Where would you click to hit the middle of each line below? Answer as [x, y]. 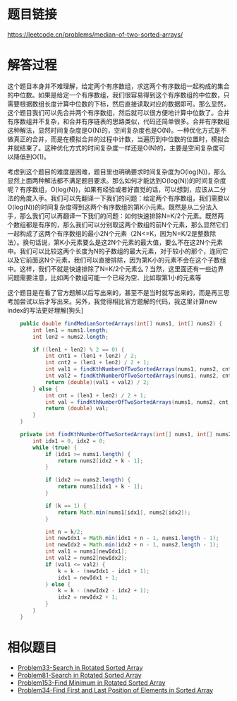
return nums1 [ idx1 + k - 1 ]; [100, 487]
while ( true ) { [55, 448]
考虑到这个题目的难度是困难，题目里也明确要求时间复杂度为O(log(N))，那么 [117, 172]
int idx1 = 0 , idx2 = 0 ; [69, 441]
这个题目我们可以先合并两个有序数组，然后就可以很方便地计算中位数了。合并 [119, 112]
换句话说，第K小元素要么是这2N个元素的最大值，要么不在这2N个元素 [123, 242]
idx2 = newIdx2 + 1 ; [88, 597]
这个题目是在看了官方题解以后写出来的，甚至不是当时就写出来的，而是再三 [115, 292]
